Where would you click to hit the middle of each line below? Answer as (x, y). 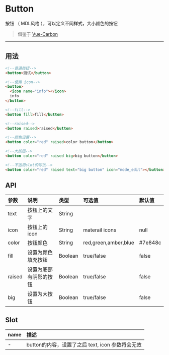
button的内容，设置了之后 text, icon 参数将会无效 (84, 345)
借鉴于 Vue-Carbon (38, 34)
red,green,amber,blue (108, 243)
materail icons (100, 230)
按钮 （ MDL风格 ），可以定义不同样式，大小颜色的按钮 (62, 23)
